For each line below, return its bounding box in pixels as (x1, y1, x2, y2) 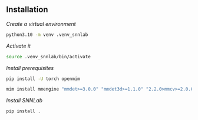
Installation (6, 5, 48, 15)
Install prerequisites (6, 64, 54, 71)
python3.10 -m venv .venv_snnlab (6, 32, 88, 38)
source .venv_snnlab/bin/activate (6, 54, 91, 59)
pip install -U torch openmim (6, 76, 81, 82)
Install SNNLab (6, 97, 43, 104)
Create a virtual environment (6, 20, 76, 27)
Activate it (6, 42, 31, 49)
